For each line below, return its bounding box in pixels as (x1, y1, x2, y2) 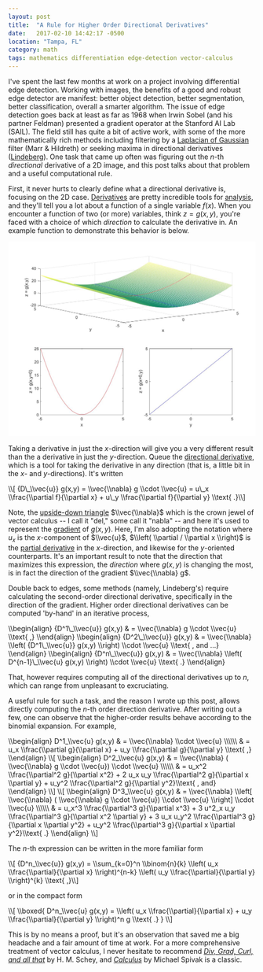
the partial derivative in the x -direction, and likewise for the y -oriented (8, 543, 235, 553)
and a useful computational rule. (8, 169, 113, 178)
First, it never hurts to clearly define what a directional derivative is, (8, 184, 226, 193)
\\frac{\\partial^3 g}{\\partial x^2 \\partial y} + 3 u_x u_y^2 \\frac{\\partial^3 (8, 811, 247, 822)
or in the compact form (8, 891, 82, 900)
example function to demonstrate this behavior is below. (8, 226, 190, 235)
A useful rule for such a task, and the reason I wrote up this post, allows (8, 697, 240, 706)
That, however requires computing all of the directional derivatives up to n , (8, 673, 250, 682)
